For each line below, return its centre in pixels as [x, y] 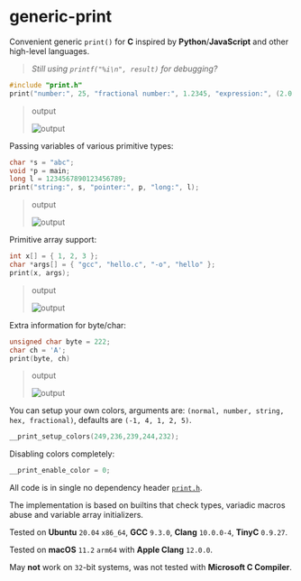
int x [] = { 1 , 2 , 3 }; [54, 256]
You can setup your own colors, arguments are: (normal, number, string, [147, 410]
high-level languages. [50, 51]
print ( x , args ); [40, 272]
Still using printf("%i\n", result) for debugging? [124, 69]
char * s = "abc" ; [42, 162]
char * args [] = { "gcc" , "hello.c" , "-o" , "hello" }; [113, 265]
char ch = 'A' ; [38, 350]
